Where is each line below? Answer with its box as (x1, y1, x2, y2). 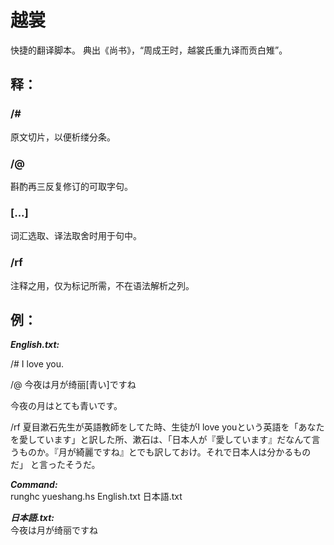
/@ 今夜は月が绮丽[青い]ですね (10, 379, 137, 391)
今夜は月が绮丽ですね (10, 524, 98, 536)
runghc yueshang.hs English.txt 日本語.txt (10, 491, 183, 503)
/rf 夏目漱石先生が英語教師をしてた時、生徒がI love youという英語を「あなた (10, 421, 325, 433)
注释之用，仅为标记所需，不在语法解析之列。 (10, 279, 195, 291)
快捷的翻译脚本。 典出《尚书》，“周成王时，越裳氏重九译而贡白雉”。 (10, 44, 288, 56)
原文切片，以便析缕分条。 (10, 131, 116, 143)
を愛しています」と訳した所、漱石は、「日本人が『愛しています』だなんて (10, 434, 312, 446)
